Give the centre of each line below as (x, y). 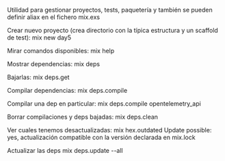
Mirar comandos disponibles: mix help (61, 51)
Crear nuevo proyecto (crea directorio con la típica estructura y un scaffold (113, 30)
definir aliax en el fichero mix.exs (54, 17)
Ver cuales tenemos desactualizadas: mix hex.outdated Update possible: (109, 130)
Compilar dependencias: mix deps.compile (67, 90)
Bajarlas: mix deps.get (38, 77)
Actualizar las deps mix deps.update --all (65, 150)
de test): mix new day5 (39, 38)
